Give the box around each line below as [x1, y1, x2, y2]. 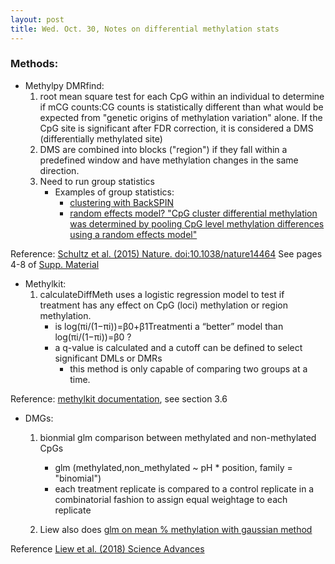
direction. [39, 164, 80, 176]
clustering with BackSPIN [69, 196, 175, 208]
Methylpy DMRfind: [24, 79, 105, 91]
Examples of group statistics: [54, 186, 175, 198]
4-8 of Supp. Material [10, 258, 100, 270]
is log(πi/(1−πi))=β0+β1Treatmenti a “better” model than [54, 320, 284, 332]
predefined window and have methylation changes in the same [39, 154, 299, 166]
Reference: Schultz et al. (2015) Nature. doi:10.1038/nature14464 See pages [10, 247, 323, 260]
